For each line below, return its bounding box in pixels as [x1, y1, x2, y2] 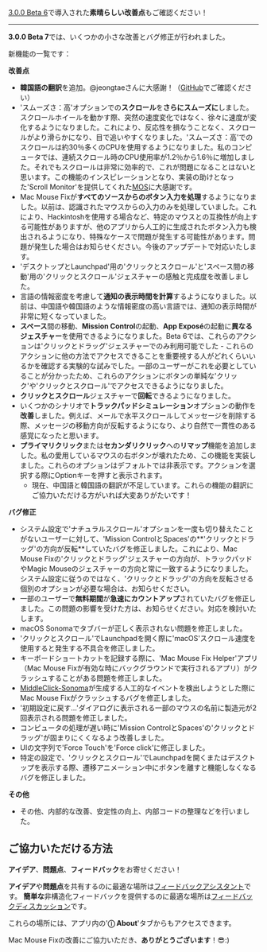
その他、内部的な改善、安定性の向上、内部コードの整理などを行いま [19, 806, 243, 816]
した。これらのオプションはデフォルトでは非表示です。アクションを [26, 460, 249, 470]
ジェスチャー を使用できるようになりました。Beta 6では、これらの [19, 332, 236, 340]
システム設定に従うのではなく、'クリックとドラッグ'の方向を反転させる [19, 574, 254, 583]
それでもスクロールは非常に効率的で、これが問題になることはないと [33, 162, 257, 172]
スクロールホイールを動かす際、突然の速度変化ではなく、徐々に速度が [19, 113, 250, 122]
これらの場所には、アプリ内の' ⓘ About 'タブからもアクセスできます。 [8, 918, 236, 927]
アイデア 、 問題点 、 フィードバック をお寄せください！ [8, 865, 183, 874]
